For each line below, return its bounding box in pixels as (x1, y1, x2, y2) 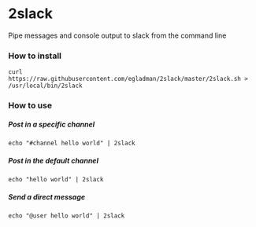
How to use (8, 100, 53, 111)
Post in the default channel (8, 156, 98, 165)
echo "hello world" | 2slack (8, 176, 104, 184)
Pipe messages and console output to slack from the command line (8, 31, 227, 40)
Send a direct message (8, 192, 85, 201)
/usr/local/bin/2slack (8, 82, 83, 90)
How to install (8, 50, 61, 61)
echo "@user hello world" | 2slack (8, 212, 125, 220)
